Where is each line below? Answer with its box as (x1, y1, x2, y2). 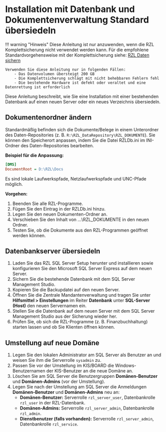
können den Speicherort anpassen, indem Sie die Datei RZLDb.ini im (5, 137, 146, 143)
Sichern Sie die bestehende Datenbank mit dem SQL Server (12, 276, 136, 282)
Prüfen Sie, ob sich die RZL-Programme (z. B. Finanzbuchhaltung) (12, 319, 148, 325)
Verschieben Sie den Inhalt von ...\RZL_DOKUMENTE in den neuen (12, 217, 150, 223)
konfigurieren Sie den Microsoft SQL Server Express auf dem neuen (12, 266, 152, 272)
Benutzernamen (12, 368, 46, 374)
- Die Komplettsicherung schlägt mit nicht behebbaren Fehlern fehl (14, 76, 160, 81)
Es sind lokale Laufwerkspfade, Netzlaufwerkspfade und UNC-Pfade (5, 175, 147, 181)
